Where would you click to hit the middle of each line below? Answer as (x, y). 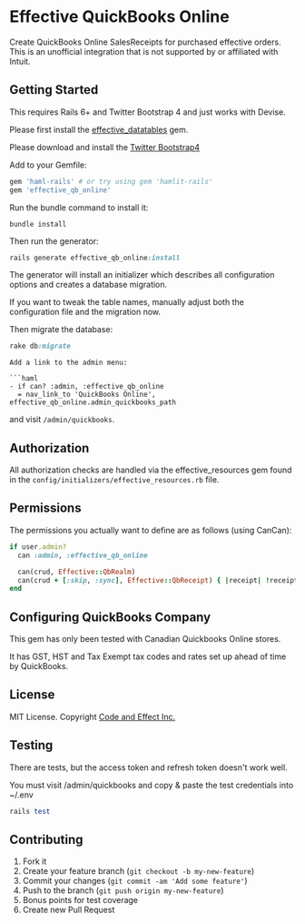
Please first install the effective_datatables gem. (99, 129)
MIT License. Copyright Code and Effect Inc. (93, 716)
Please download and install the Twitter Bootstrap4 (105, 147)
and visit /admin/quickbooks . (62, 420)
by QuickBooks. (39, 666)
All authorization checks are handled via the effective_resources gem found (151, 470)
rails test (30, 811)
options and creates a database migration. (89, 285)
